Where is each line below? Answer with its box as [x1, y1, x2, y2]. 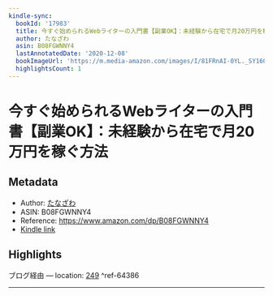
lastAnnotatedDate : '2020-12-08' [15, 49, 129, 58]
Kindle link [19, 224, 55, 234]
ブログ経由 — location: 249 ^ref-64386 [8, 270, 140, 280]
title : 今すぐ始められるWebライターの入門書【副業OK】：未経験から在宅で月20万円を [15, 27, 263, 35]
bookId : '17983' [15, 19, 71, 28]
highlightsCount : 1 [15, 65, 82, 73]
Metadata [8, 175, 58, 189]
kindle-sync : [8, 11, 53, 20]
